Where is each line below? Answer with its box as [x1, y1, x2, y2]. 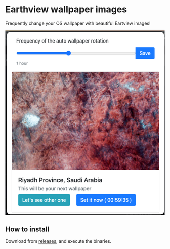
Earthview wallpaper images [5, 4, 127, 15]
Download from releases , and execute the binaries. [5, 238, 112, 244]
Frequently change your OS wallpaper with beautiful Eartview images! [5, 20, 151, 26]
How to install [5, 225, 50, 233]
